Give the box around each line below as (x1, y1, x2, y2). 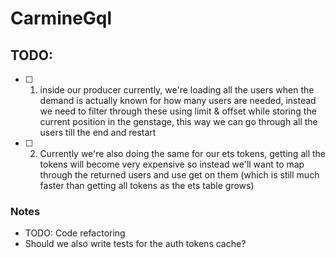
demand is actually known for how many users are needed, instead (39, 95, 317, 106)
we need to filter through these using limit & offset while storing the (39, 105, 317, 117)
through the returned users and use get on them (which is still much (39, 169, 320, 181)
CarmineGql (10, 7, 113, 30)
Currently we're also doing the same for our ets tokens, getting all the (39, 148, 326, 159)
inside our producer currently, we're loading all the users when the (39, 84, 315, 96)
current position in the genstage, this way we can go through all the (39, 116, 318, 127)
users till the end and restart (39, 127, 157, 138)
